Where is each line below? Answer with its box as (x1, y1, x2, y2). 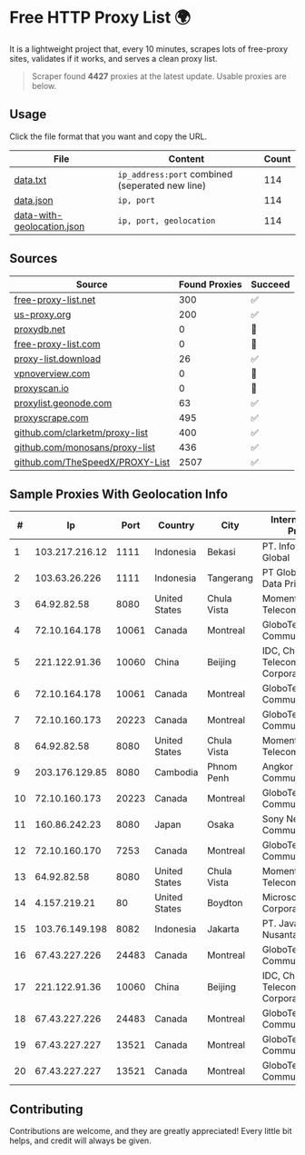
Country (158, 519, 195, 532)
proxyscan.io (14, 382, 70, 394)
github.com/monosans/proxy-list (14, 441, 156, 453)
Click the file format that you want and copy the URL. (9, 131, 207, 142)
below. (31, 80, 57, 91)
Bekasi (207, 546, 236, 559)
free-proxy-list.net (14, 293, 96, 305)
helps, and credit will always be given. (9, 1135, 152, 1146)
